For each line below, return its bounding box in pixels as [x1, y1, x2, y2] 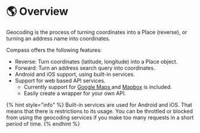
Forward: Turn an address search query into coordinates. [14, 64, 155, 72]
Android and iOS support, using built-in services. [14, 70, 136, 78]
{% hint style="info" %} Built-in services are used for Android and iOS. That [6, 101, 192, 108]
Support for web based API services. [14, 77, 106, 84]
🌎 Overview [6, 5, 69, 18]
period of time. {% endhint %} [6, 120, 81, 127]
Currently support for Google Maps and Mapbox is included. [23, 83, 172, 90]
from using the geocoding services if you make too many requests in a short [6, 114, 194, 121]
